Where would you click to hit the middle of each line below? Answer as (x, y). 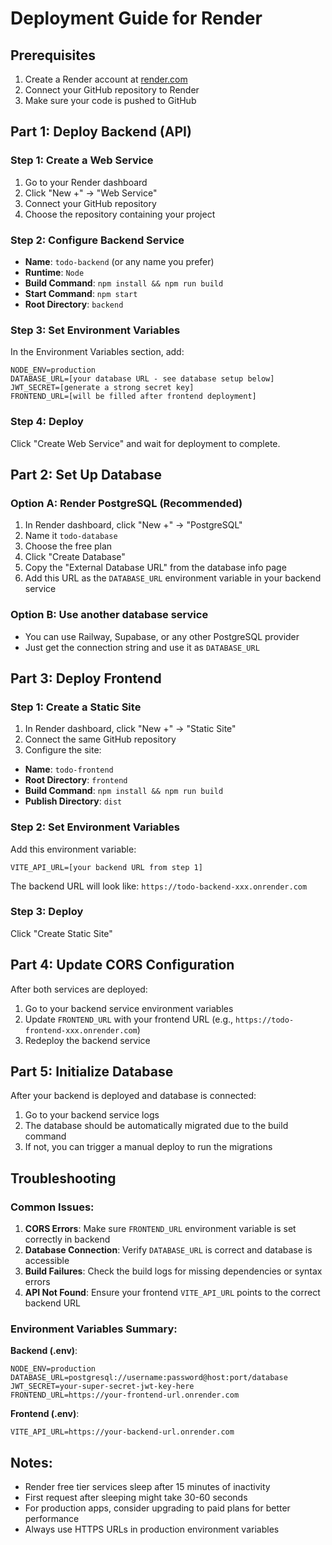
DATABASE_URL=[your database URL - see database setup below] (142, 379)
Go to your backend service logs (92, 1115)
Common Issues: (52, 1207)
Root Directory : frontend (76, 780)
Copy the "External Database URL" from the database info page (155, 568)
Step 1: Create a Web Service (82, 160)
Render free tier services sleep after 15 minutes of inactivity (147, 1487)
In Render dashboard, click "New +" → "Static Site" (130, 729)
